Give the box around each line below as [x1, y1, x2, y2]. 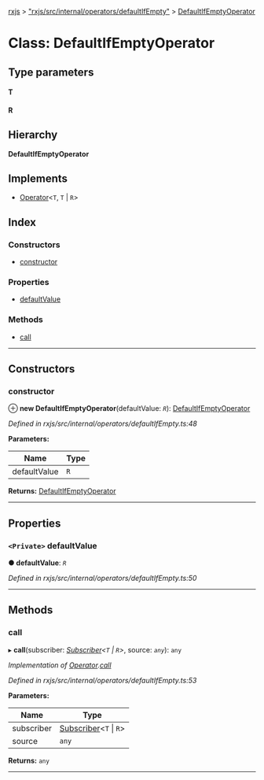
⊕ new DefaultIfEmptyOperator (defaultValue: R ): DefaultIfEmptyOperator [8, 404, 251, 413]
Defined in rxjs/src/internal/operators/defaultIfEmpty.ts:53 [8, 675, 197, 685]
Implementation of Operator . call [8, 660, 112, 670]
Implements [8, 172, 68, 185]
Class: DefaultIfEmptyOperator [8, 35, 215, 52]
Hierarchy [8, 128, 58, 142]
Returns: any [8, 756, 49, 765]
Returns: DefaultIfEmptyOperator [8, 486, 116, 496]
